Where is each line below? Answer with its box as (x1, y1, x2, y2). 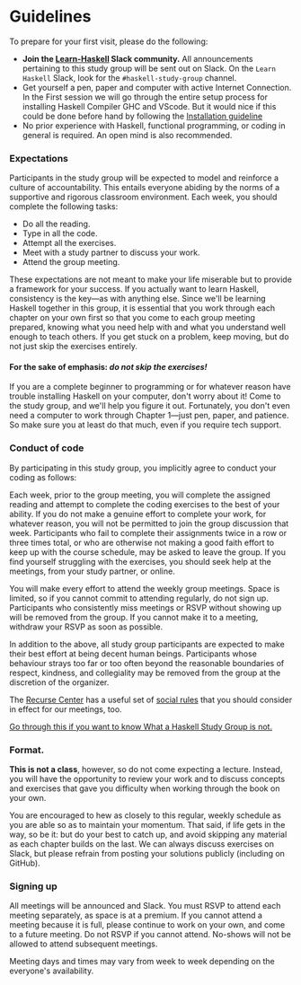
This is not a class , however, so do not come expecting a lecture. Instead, (9, 764, 283, 775)
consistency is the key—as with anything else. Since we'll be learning (9, 294, 267, 304)
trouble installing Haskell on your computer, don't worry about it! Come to (9, 391, 281, 401)
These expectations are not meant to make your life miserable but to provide (9, 274, 292, 285)
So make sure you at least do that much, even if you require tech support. (9, 419, 281, 430)
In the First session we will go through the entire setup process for (22, 92, 268, 102)
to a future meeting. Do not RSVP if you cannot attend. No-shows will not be (9, 929, 292, 940)
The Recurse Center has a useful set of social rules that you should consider (9, 694, 293, 705)
